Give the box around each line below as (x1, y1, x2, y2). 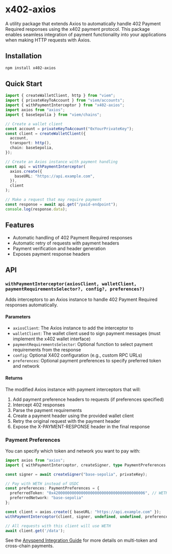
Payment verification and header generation (12, 245, 106, 252)
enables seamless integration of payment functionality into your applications (5, 31, 166, 37)
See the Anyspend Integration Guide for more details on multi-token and (5, 537, 158, 544)
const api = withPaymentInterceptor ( (5, 164, 86, 169)
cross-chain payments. (5, 543, 54, 549)
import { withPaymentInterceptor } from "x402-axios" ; (5, 102, 125, 108)
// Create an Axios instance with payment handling (5, 159, 118, 165)
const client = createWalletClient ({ (5, 131, 86, 136)
